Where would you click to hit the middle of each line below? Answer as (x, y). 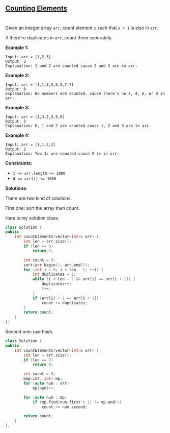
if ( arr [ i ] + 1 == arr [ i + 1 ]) (66, 298)
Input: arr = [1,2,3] (28, 57)
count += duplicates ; (64, 303)
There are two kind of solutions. (39, 198)
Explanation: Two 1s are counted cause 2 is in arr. (62, 153)
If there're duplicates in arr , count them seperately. (59, 37)
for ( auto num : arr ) (47, 383)
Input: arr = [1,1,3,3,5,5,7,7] (39, 85)
